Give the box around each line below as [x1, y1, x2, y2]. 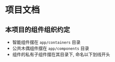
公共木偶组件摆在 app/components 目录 [12, 45, 89, 51]
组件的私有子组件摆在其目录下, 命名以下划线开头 [12, 52, 110, 57]
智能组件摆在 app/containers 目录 [12, 40, 80, 45]
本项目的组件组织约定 [5, 25, 70, 34]
